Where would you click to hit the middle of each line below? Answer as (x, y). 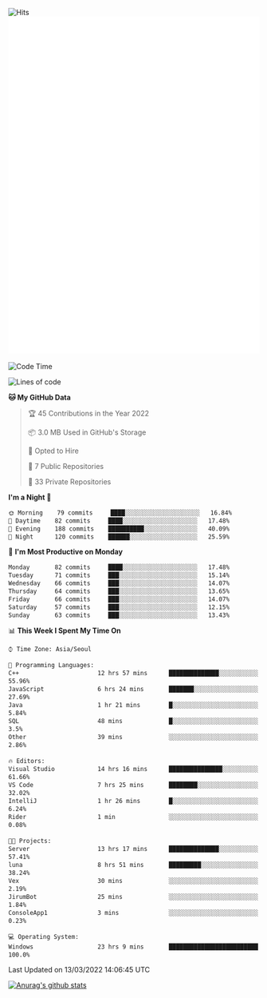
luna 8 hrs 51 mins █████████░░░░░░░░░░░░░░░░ (133, 865)
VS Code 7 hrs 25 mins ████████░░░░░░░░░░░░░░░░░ (133, 785)
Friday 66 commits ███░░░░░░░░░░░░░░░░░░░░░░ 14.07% (119, 599)
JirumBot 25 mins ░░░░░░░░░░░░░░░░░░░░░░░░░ (133, 897)
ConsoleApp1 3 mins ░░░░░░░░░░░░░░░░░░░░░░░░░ (133, 913)
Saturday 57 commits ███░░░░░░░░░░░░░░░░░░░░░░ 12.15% (119, 607)
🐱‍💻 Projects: (30, 841)
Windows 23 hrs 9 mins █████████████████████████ (133, 947)
